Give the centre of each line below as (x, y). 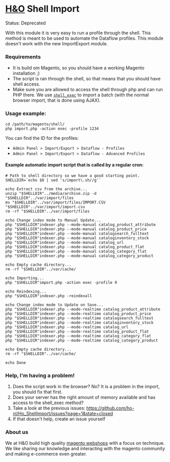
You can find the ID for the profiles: (42, 138)
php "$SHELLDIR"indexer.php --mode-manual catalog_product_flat (75, 247)
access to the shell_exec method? (48, 403)
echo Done (16, 363)
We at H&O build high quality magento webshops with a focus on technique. (85, 443)
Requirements (23, 56)
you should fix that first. (37, 392)
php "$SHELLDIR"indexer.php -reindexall (49, 296)
